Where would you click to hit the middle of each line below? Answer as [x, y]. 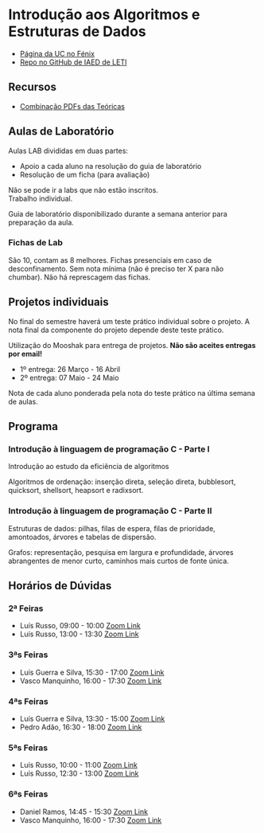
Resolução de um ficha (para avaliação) [85, 174]
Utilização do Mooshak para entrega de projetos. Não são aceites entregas [132, 345]
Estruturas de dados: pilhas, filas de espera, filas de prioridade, [112, 528]
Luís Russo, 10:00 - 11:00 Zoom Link [78, 765]
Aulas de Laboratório [61, 132]
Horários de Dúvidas [60, 586]
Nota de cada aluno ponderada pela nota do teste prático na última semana [132, 393]
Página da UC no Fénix [57, 53]
